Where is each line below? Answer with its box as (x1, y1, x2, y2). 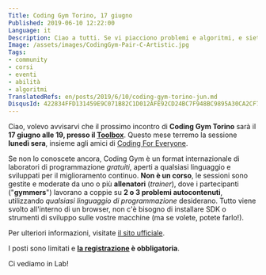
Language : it (8, 26, 51, 34)
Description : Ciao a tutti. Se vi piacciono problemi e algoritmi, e (8, 33, 243, 42)
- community (8, 56, 47, 64)
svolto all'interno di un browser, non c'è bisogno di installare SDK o (8, 204, 227, 214)
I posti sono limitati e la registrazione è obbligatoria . (8, 243, 180, 254)
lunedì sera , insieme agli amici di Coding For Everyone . (8, 139, 188, 148)
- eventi (8, 71, 37, 78)
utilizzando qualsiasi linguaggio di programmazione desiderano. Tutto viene (8, 196, 256, 206)
